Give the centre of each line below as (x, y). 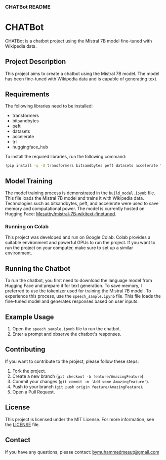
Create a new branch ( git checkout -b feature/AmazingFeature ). (78, 376)
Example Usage (30, 317)
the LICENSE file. (22, 425)
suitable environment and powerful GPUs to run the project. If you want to (80, 243)
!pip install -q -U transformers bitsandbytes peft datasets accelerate (82, 166)
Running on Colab (27, 227)
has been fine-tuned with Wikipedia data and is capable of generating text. (81, 79)
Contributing (25, 349)
